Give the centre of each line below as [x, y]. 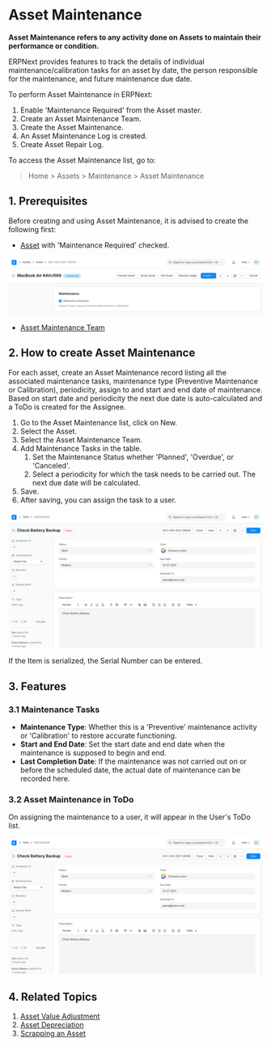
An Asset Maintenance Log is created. [84, 136]
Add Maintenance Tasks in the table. [81, 448]
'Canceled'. [51, 465]
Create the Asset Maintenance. [72, 127]
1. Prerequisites [48, 201]
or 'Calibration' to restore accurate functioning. [98, 736]
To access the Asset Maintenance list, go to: [82, 160]
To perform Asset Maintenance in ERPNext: [80, 94]
